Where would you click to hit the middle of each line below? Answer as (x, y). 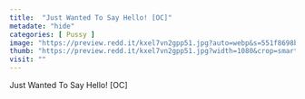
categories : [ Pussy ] (52, 34)
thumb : (22, 51)
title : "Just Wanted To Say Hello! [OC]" (91, 18)
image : (22, 43)
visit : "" (28, 59)
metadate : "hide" (42, 26)
